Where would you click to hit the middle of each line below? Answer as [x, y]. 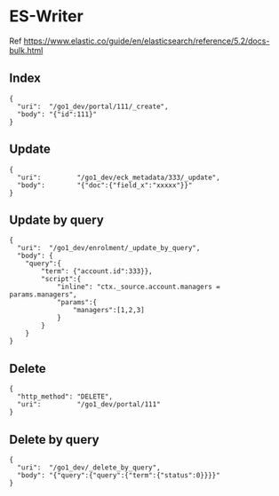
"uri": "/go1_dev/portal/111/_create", [93, 106]
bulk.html [26, 50]
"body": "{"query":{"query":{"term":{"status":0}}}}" [119, 476]
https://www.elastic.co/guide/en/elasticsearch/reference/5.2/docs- [147, 41]
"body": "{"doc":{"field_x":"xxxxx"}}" [105, 185]
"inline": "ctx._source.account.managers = [138, 287]
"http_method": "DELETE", [65, 397]
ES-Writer [47, 16]
